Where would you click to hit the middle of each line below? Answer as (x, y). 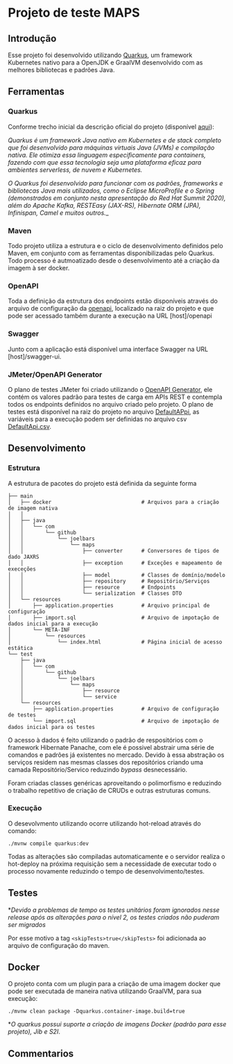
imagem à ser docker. (39, 268)
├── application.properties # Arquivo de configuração (126, 709)
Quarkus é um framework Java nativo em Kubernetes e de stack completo (114, 140)
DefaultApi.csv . (29, 426)
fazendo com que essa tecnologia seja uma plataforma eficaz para (105, 162)
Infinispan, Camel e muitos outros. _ (59, 213)
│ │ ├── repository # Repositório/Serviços (109, 581)
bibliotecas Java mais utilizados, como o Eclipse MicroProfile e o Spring (111, 190)
